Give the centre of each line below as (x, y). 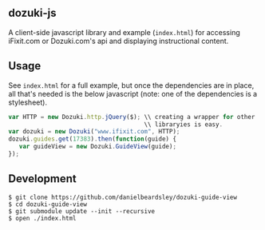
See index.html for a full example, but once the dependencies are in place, (131, 85)
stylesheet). (28, 102)
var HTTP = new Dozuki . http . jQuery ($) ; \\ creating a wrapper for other (132, 117)
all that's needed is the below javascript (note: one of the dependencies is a (133, 93)
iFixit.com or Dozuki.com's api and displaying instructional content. (119, 41)
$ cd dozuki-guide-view (48, 204)
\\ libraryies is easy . (184, 124)
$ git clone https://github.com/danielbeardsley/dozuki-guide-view (123, 197)
